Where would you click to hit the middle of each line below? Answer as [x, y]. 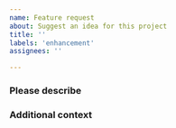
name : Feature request [52, 18]
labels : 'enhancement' [52, 43]
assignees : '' [36, 51]
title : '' [28, 34]
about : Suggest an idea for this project [88, 26]
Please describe [46, 91]
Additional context [51, 114]
